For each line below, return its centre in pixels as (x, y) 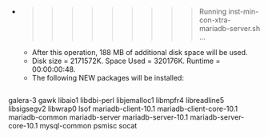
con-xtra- (215, 20)
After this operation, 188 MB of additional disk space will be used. (140, 52)
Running (213, 12)
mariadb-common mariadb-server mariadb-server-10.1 (98, 117)
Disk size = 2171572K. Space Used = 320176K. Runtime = (126, 61)
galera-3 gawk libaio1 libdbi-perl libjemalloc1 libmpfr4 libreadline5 (116, 100)
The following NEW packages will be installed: (108, 78)
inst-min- (243, 12)
